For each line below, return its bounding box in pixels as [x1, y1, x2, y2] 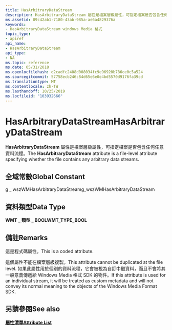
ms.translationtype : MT [5, 79, 56, 84]
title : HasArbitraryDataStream [5, 7, 72, 13]
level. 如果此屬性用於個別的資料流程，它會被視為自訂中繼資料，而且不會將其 [5, 265, 166, 271]
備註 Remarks [5, 234, 48, 242]
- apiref [5, 36, 24, 42]
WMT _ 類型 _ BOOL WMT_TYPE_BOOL [5, 217, 87, 223]
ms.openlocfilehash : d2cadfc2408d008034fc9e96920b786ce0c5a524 [5, 70, 143, 75]
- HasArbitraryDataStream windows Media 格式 [5, 27, 102, 32]
